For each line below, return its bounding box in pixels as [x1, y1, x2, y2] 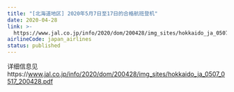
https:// [7, 70, 29, 78]
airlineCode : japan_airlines [7, 36, 92, 43]
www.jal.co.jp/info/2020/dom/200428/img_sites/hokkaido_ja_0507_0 [27, 70, 225, 78]
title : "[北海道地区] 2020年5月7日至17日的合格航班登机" [7, 10, 158, 17]
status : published [7, 42, 61, 49]
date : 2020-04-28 [7, 17, 58, 24]
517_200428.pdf [7, 77, 54, 85]
